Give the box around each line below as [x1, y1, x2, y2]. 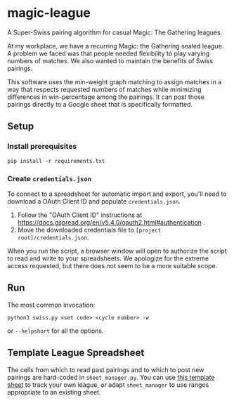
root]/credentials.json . [17, 233, 89, 242]
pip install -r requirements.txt [7, 157, 105, 164]
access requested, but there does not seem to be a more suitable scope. [7, 261, 218, 270]
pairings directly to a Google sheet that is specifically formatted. [7, 100, 193, 108]
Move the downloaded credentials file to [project [17, 225, 162, 234]
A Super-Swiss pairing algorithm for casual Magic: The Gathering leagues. [7, 28, 223, 37]
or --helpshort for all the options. [7, 326, 104, 335]
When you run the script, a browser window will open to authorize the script [7, 246, 227, 255]
